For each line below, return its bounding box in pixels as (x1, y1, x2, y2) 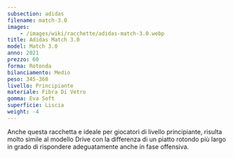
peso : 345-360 (7, 75, 49, 83)
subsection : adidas (7, 10, 65, 18)
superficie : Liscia (7, 102, 65, 109)
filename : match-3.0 (7, 17, 68, 24)
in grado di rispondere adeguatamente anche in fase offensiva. (7, 142, 189, 151)
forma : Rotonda (7, 62, 52, 70)
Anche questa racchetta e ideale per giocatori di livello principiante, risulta (7, 127, 222, 136)
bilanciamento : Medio (7, 69, 71, 76)
